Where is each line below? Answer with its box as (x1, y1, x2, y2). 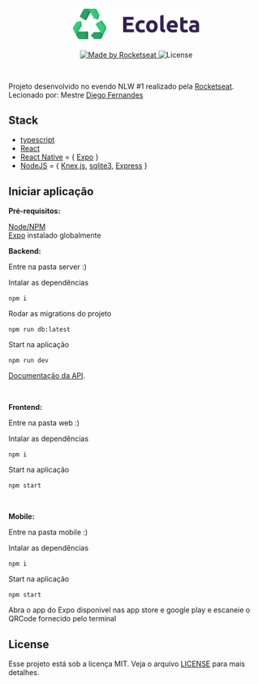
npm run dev (8, 356, 49, 365)
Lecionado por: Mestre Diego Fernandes (8, 89, 144, 99)
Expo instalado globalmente (8, 230, 101, 241)
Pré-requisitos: (8, 206, 61, 216)
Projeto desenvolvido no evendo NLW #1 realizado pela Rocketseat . (8, 81, 234, 91)
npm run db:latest (8, 325, 71, 334)
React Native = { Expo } (19, 152, 99, 162)
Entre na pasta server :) (8, 262, 88, 272)
